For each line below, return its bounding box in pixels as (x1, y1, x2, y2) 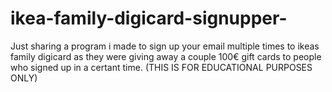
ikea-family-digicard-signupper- (10, 7, 288, 30)
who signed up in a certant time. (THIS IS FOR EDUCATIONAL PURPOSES (10, 61, 313, 73)
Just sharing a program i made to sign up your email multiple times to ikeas (10, 40, 320, 52)
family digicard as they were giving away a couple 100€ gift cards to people (10, 50, 322, 62)
